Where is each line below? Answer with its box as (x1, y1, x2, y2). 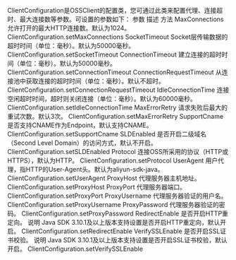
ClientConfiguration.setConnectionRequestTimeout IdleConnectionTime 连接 (7, 85, 230, 94)
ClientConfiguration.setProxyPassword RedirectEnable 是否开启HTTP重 (20, 209, 229, 218)
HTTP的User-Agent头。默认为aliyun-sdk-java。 (25, 165, 164, 173)
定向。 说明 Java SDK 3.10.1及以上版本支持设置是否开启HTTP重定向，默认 (7, 218, 221, 226)
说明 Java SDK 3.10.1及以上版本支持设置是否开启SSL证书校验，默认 (33, 236, 228, 244)
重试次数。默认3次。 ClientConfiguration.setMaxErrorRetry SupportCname (7, 112, 224, 120)
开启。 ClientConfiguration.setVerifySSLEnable (7, 244, 143, 253)
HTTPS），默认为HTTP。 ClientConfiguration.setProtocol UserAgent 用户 (7, 156, 218, 165)
